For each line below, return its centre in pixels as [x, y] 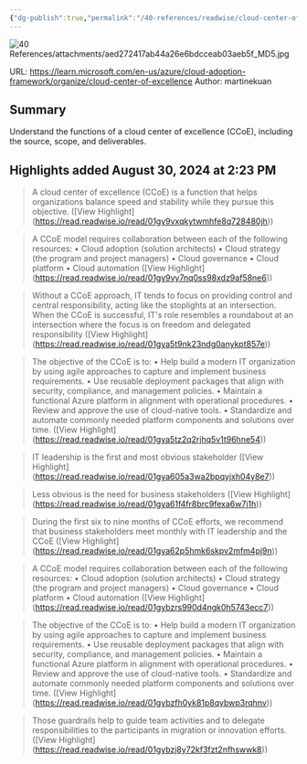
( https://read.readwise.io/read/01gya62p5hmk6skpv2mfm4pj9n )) [155, 551]
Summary [38, 110]
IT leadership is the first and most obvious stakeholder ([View [148, 457]
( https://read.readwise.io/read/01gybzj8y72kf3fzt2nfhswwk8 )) [149, 749]
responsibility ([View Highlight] [90, 334]
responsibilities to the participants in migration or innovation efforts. [159, 730]
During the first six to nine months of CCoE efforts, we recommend [158, 522]
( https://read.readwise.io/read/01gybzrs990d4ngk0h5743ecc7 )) [153, 608]
